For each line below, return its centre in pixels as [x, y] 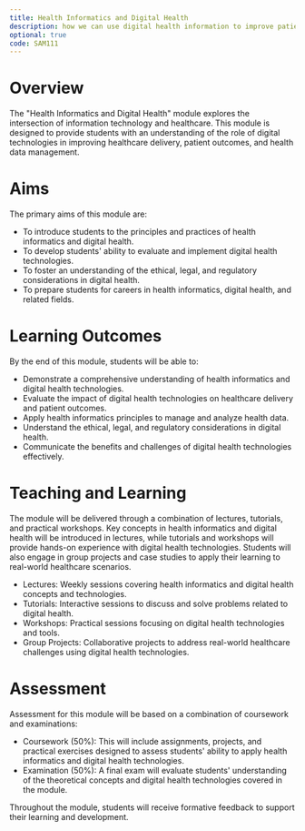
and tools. [41, 633]
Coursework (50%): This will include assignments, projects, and [142, 741]
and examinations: [44, 724]
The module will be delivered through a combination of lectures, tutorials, [146, 518]
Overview [47, 88]
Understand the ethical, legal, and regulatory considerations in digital [152, 428]
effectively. [43, 457]
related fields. [48, 299]
